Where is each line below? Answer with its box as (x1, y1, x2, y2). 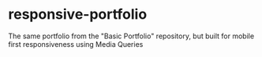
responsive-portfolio (8, 5, 148, 23)
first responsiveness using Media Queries (8, 39, 144, 48)
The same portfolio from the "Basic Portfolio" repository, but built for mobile (8, 31, 255, 41)
